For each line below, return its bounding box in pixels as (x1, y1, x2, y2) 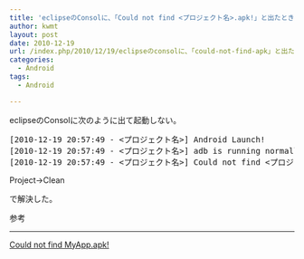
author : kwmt (9, 22, 59, 31)
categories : (9, 55, 54, 64)
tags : (9, 72, 30, 82)
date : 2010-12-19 (9, 38, 75, 48)
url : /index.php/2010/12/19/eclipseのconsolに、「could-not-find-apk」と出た (9, 47, 296, 56)
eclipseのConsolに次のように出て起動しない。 (9, 114, 182, 125)
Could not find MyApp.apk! (9, 239, 109, 250)
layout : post (9, 30, 59, 39)
